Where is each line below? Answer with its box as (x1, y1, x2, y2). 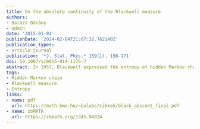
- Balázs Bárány (6, 20, 46, 26)
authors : (6, 14, 28, 20)
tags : (6, 70, 20, 75)
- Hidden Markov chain (6, 75, 62, 81)
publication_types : (6, 42, 55, 48)
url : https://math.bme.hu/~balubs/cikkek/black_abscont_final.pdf (11, 102, 180, 109)
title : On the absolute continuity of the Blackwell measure (6, 8, 161, 15)
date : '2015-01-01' (6, 31, 55, 37)
